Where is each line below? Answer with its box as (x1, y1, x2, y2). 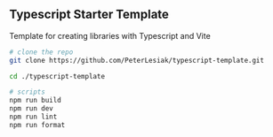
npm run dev (9, 104, 53, 113)
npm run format (9, 120, 66, 129)
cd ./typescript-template (9, 72, 105, 80)
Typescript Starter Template (9, 7, 169, 22)
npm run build (9, 96, 62, 105)
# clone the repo (9, 48, 74, 57)
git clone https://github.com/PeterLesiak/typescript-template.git (9, 56, 265, 65)
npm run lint (9, 112, 58, 122)
